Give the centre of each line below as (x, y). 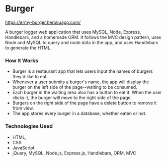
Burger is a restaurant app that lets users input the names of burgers (83, 71)
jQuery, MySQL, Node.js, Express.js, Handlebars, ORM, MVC (74, 153)
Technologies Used (29, 126)
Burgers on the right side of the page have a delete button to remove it (84, 103)
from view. (23, 108)
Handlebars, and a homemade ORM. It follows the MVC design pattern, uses (83, 37)
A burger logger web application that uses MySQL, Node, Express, (73, 32)
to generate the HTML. (28, 48)
